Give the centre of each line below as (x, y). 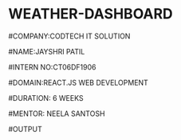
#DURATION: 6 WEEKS (46, 98)
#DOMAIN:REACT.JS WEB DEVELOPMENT (79, 82)
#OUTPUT (25, 129)
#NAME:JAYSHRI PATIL (47, 51)
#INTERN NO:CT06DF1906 (52, 67)
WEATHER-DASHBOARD (90, 14)
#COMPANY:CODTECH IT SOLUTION (69, 36)
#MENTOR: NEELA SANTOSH (57, 114)
